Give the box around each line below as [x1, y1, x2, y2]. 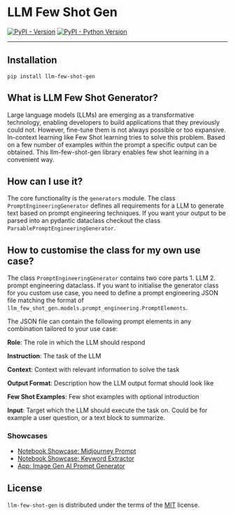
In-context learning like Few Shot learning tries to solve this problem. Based [7, 133, 225, 141]
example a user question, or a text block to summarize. [7, 414, 166, 422]
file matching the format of [7, 296, 84, 305]
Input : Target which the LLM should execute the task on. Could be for [7, 406, 208, 414]
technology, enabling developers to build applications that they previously [7, 118, 220, 126]
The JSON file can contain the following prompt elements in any [7, 317, 192, 326]
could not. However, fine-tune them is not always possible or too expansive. [7, 125, 226, 134]
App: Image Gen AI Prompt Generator [17, 462, 126, 470]
